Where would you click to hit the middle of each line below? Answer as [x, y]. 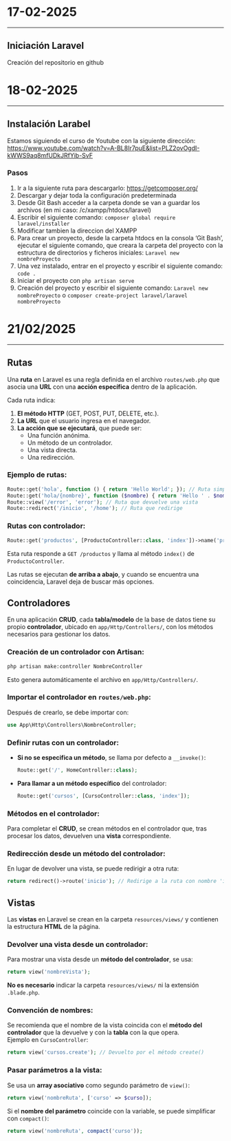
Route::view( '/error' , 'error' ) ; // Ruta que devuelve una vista [102, 502]
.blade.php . [23, 992]
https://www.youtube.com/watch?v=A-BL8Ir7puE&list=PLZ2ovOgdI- [103, 148]
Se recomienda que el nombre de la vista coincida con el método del [105, 1025]
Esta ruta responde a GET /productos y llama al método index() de [101, 553]
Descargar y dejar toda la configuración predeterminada [97, 195]
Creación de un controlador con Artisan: [76, 652]
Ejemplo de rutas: [37, 475]
